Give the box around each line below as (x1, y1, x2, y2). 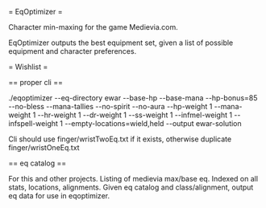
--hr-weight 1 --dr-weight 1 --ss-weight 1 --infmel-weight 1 (37, 110, 232, 120)
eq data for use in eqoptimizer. (8, 191, 110, 200)
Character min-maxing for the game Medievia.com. (8, 22, 179, 31)
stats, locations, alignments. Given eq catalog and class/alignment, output (8, 182, 254, 192)
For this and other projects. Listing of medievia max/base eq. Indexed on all (8, 174, 259, 183)
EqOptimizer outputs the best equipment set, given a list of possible (8, 38, 234, 47)
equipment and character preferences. (8, 47, 137, 55)
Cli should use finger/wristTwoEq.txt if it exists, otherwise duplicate (8, 134, 232, 144)
